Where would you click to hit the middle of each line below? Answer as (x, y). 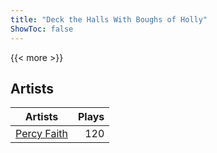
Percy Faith (41, 134)
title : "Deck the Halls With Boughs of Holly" (109, 19)
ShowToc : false (42, 29)
